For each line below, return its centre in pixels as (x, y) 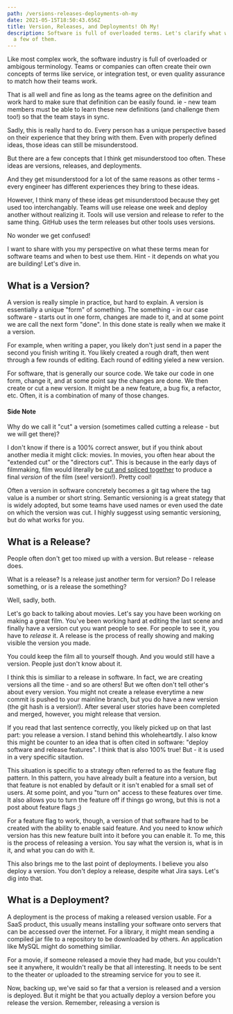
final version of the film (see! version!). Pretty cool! (79, 477)
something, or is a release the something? (67, 586)
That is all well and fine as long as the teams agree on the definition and (110, 95)
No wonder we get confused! (49, 236)
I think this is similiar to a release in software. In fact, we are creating (105, 677)
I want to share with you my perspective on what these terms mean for (108, 249)
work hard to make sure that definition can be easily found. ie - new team (112, 102)
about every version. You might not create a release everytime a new (106, 691)
